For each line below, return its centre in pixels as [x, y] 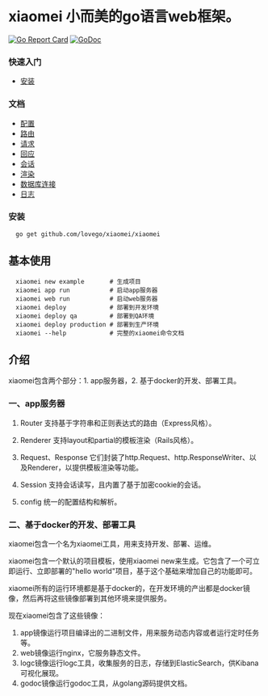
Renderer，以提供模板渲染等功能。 [85, 467]
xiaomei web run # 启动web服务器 [87, 299]
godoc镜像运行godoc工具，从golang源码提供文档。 [106, 683]
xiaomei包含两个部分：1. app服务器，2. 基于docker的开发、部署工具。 [125, 381]
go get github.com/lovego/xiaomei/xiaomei [88, 234]
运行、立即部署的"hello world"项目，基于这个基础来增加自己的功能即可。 [136, 572]
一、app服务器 [37, 403]
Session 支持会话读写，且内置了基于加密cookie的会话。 [113, 484]
